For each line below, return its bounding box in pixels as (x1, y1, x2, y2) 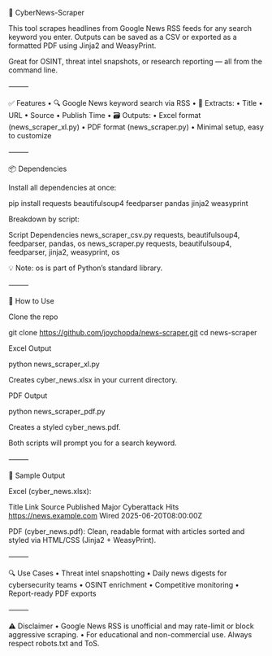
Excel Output (8, 343, 52, 353)
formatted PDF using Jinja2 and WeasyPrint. (8, 41, 157, 50)
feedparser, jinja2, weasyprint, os (8, 247, 120, 256)
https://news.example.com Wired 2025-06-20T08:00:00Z (8, 511, 203, 520)
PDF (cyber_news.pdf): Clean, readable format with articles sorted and (8, 527, 245, 536)
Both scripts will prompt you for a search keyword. (8, 438, 177, 448)
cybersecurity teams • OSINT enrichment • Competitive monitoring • (8, 580, 240, 589)
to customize (8, 131, 52, 140)
